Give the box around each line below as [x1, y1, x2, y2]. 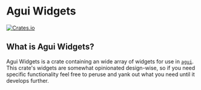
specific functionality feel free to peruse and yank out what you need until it [6, 71, 195, 78]
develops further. [6, 77, 50, 84]
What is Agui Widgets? [6, 42, 94, 52]
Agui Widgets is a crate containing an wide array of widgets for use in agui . [6, 57, 194, 65]
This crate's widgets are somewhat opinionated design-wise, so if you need [6, 64, 196, 71]
